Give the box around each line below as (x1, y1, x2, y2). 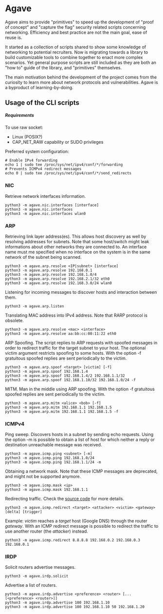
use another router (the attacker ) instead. (5, 528, 89, 534)
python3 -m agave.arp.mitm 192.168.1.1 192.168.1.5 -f (5, 409, 119, 414)
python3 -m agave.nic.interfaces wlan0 (5, 211, 86, 216)
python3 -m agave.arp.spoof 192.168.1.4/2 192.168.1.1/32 (5, 373, 125, 378)
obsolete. (5, 317, 24, 323)
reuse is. (5, 35, 22, 40)
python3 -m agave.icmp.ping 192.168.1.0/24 (5, 456, 95, 460)
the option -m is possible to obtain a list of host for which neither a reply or (5, 437, 155, 442)
